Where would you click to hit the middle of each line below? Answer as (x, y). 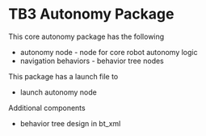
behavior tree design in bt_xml (70, 123)
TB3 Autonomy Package (91, 14)
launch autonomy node (58, 92)
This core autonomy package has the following (86, 36)
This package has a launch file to (63, 76)
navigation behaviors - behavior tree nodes (92, 61)
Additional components (47, 108)
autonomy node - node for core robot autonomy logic (109, 52)
